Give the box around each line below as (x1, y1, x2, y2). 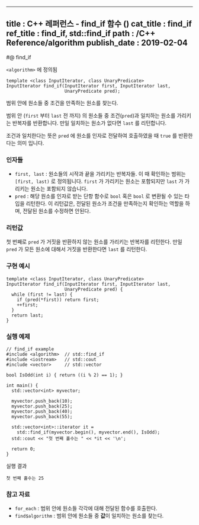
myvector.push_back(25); (11, 403, 73, 409)
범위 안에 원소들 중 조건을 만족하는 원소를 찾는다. (6, 99, 118, 106)
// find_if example (6, 346, 54, 352)
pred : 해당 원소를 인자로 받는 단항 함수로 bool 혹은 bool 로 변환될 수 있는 (14, 192, 184, 200)
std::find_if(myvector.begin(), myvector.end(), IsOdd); (17, 429, 161, 435)
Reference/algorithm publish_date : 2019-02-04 (6, 38, 188, 48)
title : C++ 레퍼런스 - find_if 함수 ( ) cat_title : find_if (6, 19, 192, 29)
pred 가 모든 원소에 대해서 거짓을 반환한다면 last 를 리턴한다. (6, 246, 147, 253)
